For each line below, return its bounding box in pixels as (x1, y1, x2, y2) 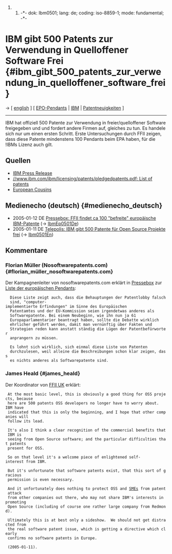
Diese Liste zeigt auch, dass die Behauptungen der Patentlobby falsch (10, 295, 166, 300)
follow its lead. (7, 418, 45, 423)
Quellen (5, 156, 31, 165)
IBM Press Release (12, 170, 53, 176)
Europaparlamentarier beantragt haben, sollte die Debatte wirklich (10, 318, 159, 323)
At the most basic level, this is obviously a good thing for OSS (7, 392, 153, 397)
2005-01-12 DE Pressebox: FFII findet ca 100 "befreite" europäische (12, 215, 156, 221)
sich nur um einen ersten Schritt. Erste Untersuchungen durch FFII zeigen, (5, 131, 162, 137)
